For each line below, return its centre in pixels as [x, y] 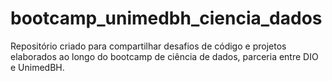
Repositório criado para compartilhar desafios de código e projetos [148, 46]
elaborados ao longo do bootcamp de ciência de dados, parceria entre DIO [164, 56]
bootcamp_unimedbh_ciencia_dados [166, 18]
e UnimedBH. [37, 67]
